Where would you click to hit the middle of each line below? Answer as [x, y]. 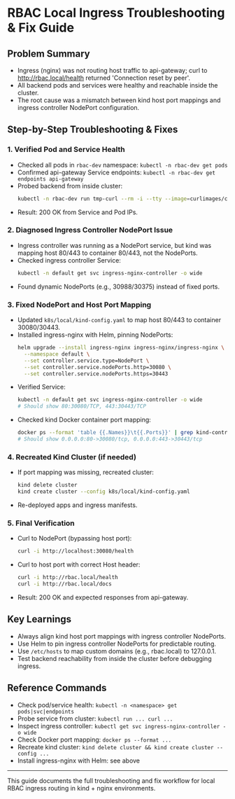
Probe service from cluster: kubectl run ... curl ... [95, 718]
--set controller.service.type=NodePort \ [87, 361]
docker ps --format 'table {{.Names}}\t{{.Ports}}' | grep [105, 433]
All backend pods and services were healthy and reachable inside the [117, 85]
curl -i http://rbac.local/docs [64, 584]
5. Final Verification [41, 523]
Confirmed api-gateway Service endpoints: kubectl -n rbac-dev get [116, 172]
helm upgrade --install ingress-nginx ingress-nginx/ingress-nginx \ [121, 348]
